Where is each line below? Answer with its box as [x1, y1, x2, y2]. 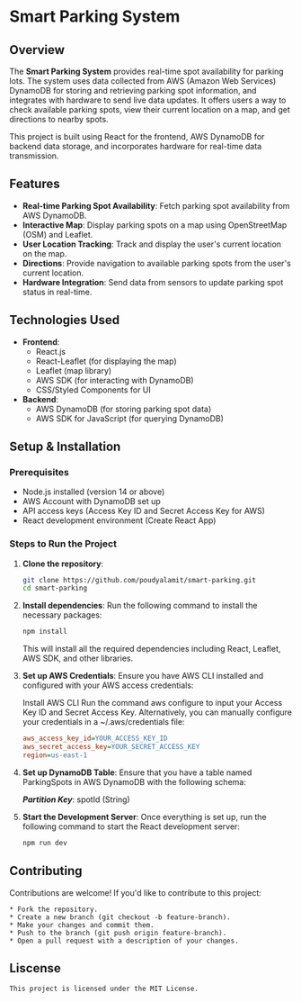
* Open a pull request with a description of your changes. [9, 936, 240, 945]
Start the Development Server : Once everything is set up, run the [22, 811, 267, 822]
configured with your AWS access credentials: [22, 680, 194, 691]
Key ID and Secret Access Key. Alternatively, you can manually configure [22, 707, 292, 718]
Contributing [9, 863, 83, 879]
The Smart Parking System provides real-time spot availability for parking [9, 66, 285, 77]
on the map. [22, 248, 67, 258]
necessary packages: [22, 609, 102, 620]
